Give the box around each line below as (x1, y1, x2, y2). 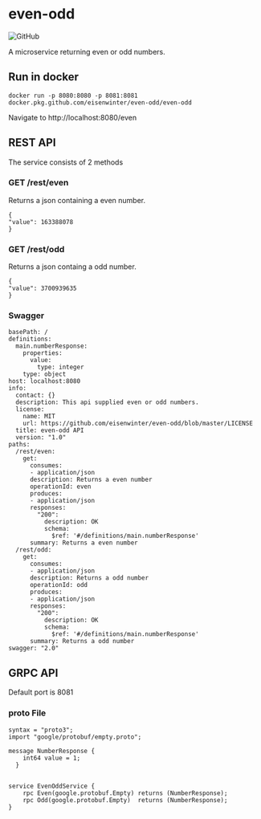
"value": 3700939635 (8, 284, 78, 293)
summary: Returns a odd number (29, 638, 135, 646)
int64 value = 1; (22, 754, 81, 762)
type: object (22, 370, 67, 378)
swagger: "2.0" (8, 644, 59, 653)
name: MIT (22, 413, 56, 421)
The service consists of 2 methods (8, 157, 124, 167)
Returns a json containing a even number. (8, 195, 146, 205)
